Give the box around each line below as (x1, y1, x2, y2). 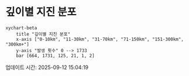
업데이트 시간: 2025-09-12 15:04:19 (5, 64, 89, 71)
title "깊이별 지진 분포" (16, 31, 71, 37)
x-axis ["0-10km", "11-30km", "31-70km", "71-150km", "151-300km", (16, 36, 184, 42)
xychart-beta (5, 25, 37, 31)
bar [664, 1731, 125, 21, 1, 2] (16, 53, 95, 58)
